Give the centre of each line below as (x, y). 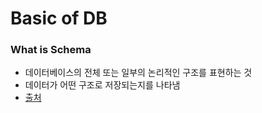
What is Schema (51, 50)
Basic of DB (59, 18)
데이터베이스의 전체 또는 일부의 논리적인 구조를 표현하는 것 (138, 73)
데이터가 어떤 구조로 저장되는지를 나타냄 (102, 85)
